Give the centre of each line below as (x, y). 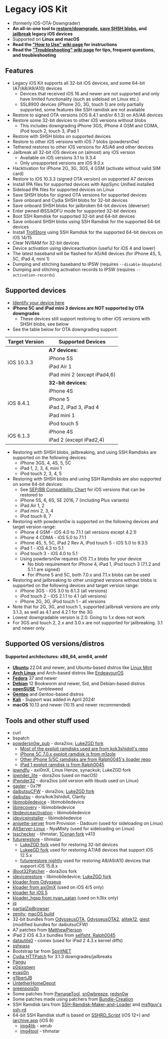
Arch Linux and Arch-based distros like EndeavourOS (68, 673)
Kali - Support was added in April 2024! (54, 700)
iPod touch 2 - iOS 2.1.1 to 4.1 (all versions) (63, 596)
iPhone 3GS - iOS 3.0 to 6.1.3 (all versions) (64, 591)
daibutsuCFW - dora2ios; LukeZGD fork (53, 791)
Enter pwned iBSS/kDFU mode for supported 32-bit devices (74, 211)
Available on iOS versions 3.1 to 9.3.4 (58, 157)
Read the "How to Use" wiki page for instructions (65, 44)
